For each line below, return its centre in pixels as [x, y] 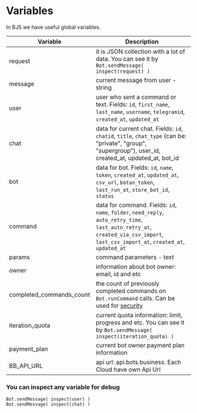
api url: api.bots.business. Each [139, 362]
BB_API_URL [26, 365]
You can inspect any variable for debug [63, 387]
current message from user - [136, 80]
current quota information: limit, [139, 315]
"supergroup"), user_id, [128, 150]
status [105, 196]
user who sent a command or [136, 97]
